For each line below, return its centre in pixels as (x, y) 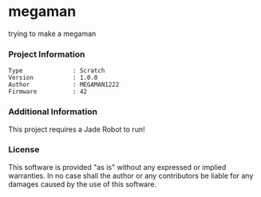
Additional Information (53, 112)
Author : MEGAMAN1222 (64, 85)
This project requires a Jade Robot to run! (77, 129)
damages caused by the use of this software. (83, 184)
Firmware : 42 (48, 92)
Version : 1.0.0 (53, 78)
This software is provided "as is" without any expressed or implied (117, 167)
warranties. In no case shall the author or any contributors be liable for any (131, 175)
